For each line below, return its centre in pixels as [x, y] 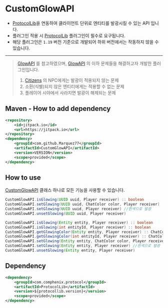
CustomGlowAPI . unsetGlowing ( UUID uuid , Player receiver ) [66, 213]
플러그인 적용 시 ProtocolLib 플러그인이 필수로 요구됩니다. [69, 35]
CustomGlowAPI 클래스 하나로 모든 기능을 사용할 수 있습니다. [65, 190]
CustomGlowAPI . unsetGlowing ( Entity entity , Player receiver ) [70, 251]
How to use [23, 177]
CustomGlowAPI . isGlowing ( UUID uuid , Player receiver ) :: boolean [74, 200]
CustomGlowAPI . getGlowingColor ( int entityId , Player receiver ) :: [76, 237]
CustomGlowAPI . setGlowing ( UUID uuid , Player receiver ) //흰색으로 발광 [78, 209]
